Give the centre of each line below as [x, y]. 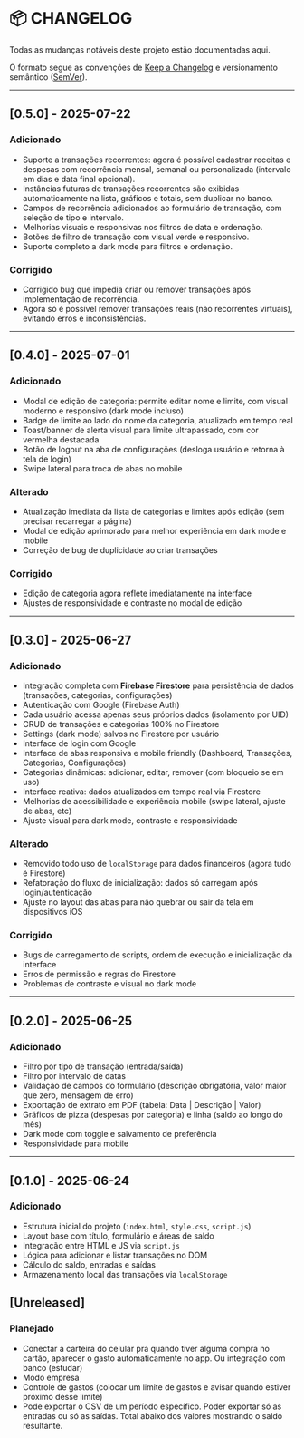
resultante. [43, 1425]
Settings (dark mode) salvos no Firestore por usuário [121, 734]
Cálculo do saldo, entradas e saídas [89, 1264]
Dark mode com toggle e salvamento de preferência [119, 1134]
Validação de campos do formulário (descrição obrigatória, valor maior [154, 1086]
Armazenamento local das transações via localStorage [125, 1274]
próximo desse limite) [62, 1396]
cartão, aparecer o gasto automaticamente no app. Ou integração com [154, 1358]
